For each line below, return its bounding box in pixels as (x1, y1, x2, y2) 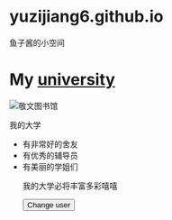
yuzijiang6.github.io (9, 6, 164, 27)
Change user (26, 200, 71, 209)
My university (9, 69, 115, 90)
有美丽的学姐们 (22, 160, 78, 172)
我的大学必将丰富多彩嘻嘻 (22, 180, 118, 191)
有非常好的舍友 (22, 138, 78, 150)
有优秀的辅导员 (22, 150, 78, 160)
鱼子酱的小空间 (9, 37, 65, 48)
